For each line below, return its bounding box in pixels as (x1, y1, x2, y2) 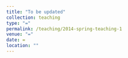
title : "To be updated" (6, 8, 66, 15)
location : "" (6, 43, 39, 49)
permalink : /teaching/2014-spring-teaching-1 (6, 25, 122, 32)
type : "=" (6, 20, 31, 26)
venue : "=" (6, 31, 34, 37)
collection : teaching (6, 14, 61, 21)
